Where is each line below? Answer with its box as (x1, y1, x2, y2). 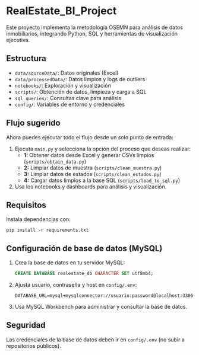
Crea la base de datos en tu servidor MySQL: (14, 259, 125, 266)
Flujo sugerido (6, 118, 61, 128)
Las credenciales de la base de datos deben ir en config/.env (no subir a (6, 336, 185, 343)
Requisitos (6, 200, 46, 210)
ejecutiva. (6, 36, 30, 43)
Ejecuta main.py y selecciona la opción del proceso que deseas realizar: (14, 145, 191, 152)
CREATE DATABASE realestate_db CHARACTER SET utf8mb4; (14, 271, 154, 277)
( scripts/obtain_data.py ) (23, 158, 87, 165)
